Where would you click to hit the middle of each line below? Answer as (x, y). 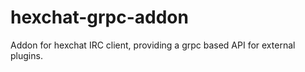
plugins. (26, 55)
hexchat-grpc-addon (99, 17)
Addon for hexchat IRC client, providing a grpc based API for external (153, 45)
